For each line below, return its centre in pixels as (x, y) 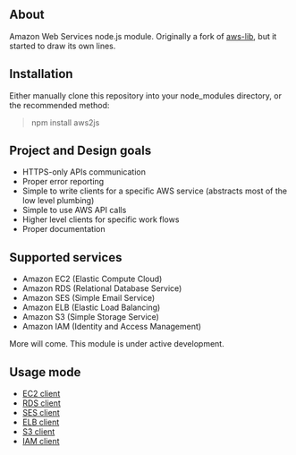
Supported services (66, 258)
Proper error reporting (63, 182)
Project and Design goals (80, 151)
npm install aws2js (65, 122)
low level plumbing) (58, 201)
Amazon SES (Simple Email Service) (89, 298)
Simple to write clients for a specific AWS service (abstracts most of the (155, 191)
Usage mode (45, 372)
